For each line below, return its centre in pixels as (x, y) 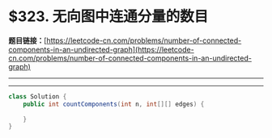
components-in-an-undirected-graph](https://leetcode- (101, 49)
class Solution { (38, 96)
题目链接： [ (28, 40)
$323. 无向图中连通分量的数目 (108, 17)
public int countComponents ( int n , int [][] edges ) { (114, 104)
